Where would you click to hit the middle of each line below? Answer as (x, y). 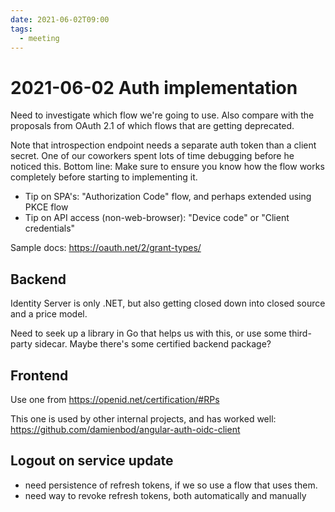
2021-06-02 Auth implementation (154, 87)
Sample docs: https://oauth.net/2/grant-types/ (106, 248)
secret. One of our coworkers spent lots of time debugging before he (152, 156)
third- (300, 333)
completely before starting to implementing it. (104, 177)
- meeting (39, 38)
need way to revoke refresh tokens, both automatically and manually (165, 495)
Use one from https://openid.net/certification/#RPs (115, 399)
